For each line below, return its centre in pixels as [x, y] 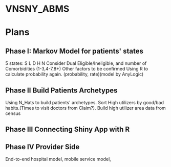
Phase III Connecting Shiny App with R [67, 129]
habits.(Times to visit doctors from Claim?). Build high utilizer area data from [86, 108]
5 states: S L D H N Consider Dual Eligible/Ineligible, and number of [76, 63]
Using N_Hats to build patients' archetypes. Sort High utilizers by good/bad [84, 102]
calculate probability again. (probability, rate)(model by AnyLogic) [74, 74]
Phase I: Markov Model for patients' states [74, 51]
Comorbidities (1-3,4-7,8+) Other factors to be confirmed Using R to [77, 69]
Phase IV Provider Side [42, 147]
